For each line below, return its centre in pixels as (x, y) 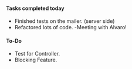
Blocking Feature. (36, 60)
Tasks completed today (35, 8)
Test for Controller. (37, 54)
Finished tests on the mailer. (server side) (65, 21)
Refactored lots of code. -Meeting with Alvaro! (71, 27)
